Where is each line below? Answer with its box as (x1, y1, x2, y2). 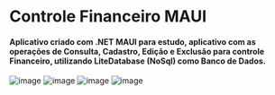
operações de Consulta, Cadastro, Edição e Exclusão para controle (9, 46, 265, 56)
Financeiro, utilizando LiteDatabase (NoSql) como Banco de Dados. (9, 56, 266, 66)
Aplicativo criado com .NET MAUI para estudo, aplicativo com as (9, 36, 257, 47)
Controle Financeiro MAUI (9, 6, 207, 27)
